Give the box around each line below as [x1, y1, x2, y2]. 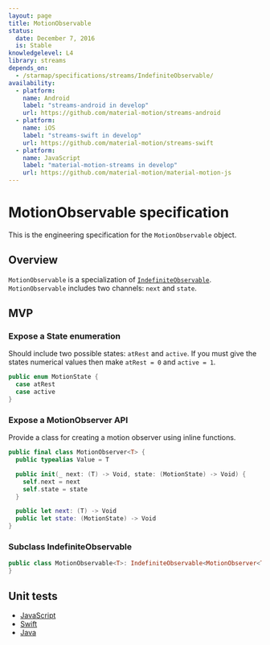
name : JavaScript [22, 154, 81, 162]
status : [8, 27, 35, 35]
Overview [8, 253, 59, 267]
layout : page [8, 11, 52, 20]
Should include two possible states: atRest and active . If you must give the [8, 349, 257, 359]
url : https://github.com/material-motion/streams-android [22, 109, 221, 117]
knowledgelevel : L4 [8, 49, 74, 57]
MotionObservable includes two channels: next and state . [8, 283, 197, 293]
